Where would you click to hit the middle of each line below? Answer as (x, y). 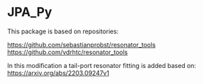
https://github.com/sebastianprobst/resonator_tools (81, 44)
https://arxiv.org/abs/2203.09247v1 (58, 73)
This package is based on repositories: (63, 31)
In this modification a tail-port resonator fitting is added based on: (102, 65)
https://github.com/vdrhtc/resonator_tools (67, 52)
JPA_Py (30, 12)
